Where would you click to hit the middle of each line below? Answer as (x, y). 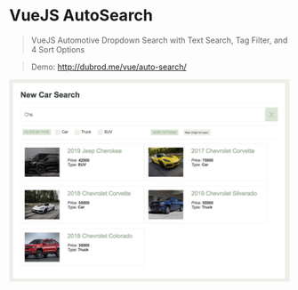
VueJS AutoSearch (81, 16)
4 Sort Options (58, 49)
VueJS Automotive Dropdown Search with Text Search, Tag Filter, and (159, 40)
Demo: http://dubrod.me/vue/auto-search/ (109, 67)
